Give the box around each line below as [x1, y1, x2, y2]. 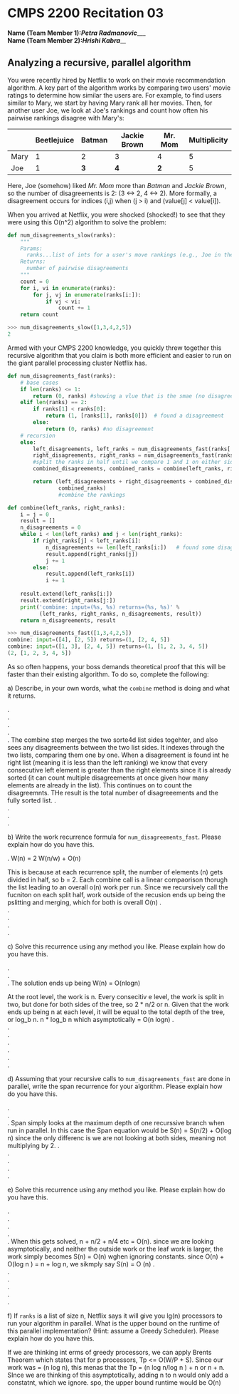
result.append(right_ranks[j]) [45, 550, 139, 557]
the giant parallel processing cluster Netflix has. [7, 358, 147, 367]
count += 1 [58, 304, 91, 311]
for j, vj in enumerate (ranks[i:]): [33, 291, 142, 299]
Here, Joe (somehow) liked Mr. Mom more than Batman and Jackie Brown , [7, 181, 227, 190]
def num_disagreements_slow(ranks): [7, 232, 116, 239]
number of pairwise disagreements [26, 265, 129, 272]
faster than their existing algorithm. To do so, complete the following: [7, 670, 209, 678]
